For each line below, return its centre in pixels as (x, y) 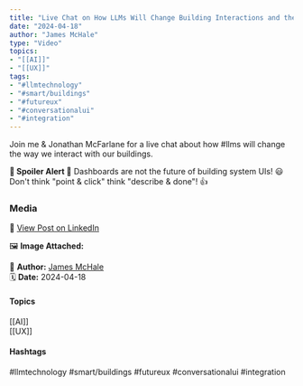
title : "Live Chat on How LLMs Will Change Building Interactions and (145, 18)
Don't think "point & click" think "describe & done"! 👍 (109, 182)
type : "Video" (36, 43)
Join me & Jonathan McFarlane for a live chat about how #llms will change (147, 145)
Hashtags (28, 352)
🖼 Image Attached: (46, 246)
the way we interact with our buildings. (81, 154)
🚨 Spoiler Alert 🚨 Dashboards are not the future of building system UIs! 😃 (147, 172)
